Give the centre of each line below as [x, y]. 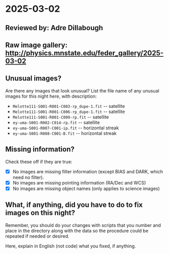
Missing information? [40, 149]
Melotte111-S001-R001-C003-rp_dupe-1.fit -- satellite [69, 106]
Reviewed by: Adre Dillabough [54, 28]
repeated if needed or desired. [38, 236]
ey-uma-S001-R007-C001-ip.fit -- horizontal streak [66, 128]
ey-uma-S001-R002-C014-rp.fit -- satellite [56, 122]
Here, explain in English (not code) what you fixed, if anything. [71, 246]
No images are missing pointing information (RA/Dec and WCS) [79, 182]
